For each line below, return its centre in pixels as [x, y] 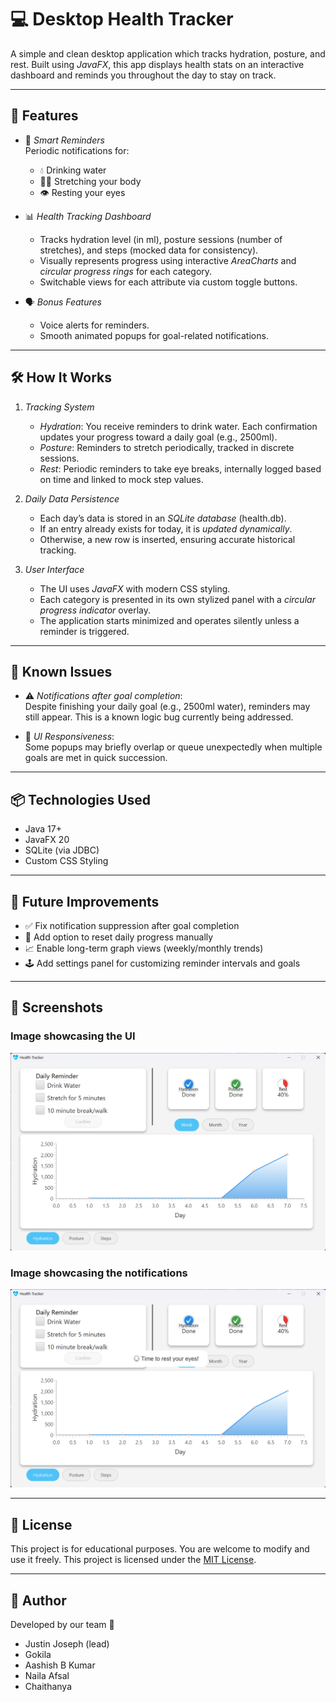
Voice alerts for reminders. [94, 325]
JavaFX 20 [47, 840]
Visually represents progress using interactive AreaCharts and [168, 260]
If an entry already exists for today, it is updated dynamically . [166, 528]
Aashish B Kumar [60, 1665]
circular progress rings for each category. [126, 271]
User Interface [54, 569]
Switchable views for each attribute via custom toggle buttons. [168, 282]
